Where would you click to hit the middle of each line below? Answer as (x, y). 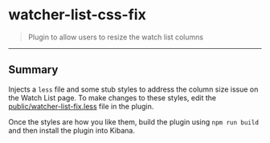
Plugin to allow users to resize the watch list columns (115, 37)
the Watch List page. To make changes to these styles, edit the (112, 97)
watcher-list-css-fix (77, 15)
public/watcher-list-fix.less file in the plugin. (81, 106)
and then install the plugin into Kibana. (72, 130)
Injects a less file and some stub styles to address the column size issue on (133, 89)
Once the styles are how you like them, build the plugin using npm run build (134, 121)
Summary (33, 70)
